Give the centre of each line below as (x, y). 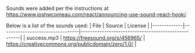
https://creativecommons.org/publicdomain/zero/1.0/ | (71, 44)
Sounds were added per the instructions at (58, 8)
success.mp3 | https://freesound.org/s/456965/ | (86, 38)
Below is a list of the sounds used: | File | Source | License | (78, 26)
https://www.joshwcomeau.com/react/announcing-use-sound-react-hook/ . (97, 14)
